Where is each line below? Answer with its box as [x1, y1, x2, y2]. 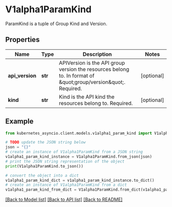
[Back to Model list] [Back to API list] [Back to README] [5, 196, 123, 203]
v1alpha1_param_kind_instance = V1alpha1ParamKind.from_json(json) [5, 154, 153, 159]
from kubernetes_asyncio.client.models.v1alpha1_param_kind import [5, 131, 153, 136]
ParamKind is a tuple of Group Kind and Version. [5, 20, 107, 27]
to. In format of [58, 72, 95, 79]
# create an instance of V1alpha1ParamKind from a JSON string [5, 150, 143, 155]
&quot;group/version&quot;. [58, 78, 125, 86]
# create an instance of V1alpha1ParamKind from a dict [5, 182, 127, 188]
